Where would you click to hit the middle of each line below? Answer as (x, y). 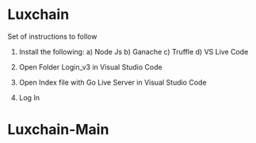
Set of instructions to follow (52, 36)
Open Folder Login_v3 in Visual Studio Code (91, 67)
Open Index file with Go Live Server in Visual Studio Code (113, 82)
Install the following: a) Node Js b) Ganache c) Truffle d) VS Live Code (134, 51)
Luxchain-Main (58, 130)
